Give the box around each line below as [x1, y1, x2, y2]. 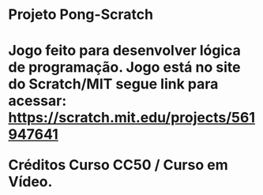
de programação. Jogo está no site [8, 58, 241, 77]
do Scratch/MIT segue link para [8, 75, 219, 93]
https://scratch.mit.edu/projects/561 [8, 109, 255, 127]
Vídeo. [8, 173, 53, 191]
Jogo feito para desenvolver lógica [8, 42, 241, 60]
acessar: [8, 92, 67, 110]
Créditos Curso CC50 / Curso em [8, 156, 228, 174]
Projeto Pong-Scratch [8, 6, 154, 24]
